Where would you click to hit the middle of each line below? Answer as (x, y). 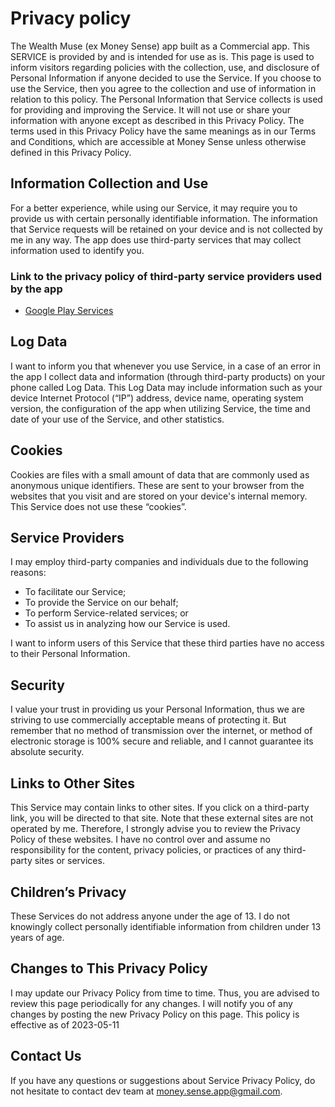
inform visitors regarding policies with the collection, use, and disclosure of (165, 67)
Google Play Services (69, 311)
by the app (36, 289)
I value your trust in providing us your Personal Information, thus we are (157, 709)
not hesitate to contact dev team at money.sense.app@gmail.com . (146, 1091)
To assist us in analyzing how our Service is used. (127, 624)
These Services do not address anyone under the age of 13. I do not (150, 916)
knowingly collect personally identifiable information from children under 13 (166, 926)
